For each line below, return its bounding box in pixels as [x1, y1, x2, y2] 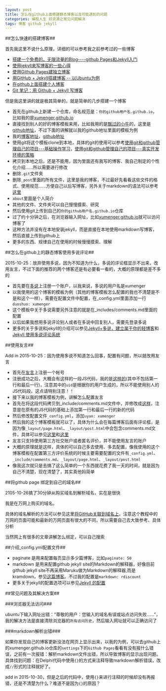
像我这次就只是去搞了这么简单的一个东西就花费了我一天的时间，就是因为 [12, 463, 160, 469]
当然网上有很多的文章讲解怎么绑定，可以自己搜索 [5, 534, 105, 540]
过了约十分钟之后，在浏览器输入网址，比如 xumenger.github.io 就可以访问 [12, 214, 161, 220]
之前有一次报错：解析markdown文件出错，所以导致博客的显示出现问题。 [13, 651, 161, 657]
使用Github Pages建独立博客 [12, 69, 71, 75]
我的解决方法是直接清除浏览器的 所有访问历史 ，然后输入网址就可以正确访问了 [5, 618, 157, 623]
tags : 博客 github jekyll [5, 21, 57, 26]
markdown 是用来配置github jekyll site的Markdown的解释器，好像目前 [12, 561, 155, 567]
